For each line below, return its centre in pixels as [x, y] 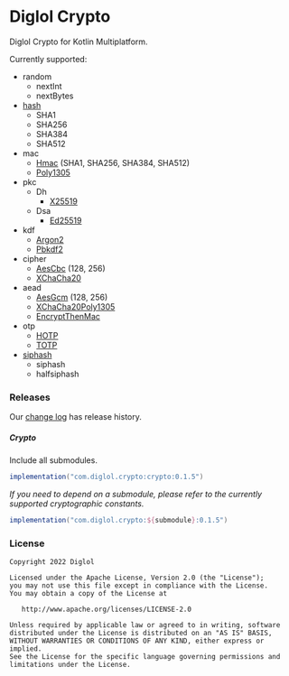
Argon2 [50, 239]
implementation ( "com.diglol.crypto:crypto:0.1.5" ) [107, 477]
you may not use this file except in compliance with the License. [139, 586]
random [37, 76]
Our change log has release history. [75, 417]
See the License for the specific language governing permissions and [145, 657]
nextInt [49, 86]
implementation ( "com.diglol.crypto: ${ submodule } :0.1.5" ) [119, 521]
